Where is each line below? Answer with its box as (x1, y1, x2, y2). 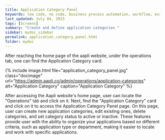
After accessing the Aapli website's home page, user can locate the (5, 92, 142, 98)
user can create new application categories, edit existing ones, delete (5, 108, 146, 114)
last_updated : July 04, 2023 (5, 16, 65, 21)
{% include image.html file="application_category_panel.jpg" (5, 67, 128, 73)
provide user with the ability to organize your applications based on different (5, 118, 160, 124)
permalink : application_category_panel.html (5, 35, 98, 40)
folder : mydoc (5, 39, 34, 44)
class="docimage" (5, 72, 43, 79)
